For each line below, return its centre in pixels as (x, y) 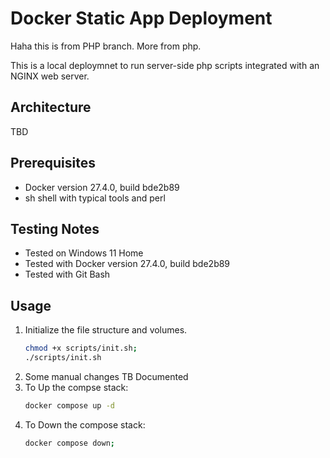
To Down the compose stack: (85, 424)
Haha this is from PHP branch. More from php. (106, 46)
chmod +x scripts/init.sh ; (81, 348)
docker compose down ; (69, 443)
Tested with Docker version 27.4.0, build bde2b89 (127, 264)
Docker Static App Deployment (141, 18)
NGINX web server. (50, 76)
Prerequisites (53, 163)
